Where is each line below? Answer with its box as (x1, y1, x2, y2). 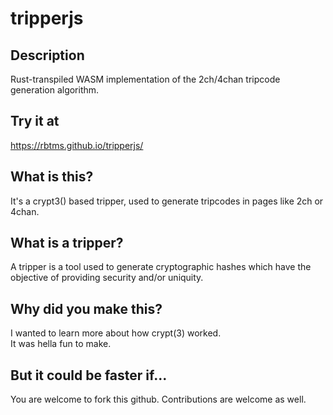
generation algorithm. (10, 84, 100, 96)
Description (10, 47, 85, 64)
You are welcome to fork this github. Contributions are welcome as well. (10, 393, 307, 406)
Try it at (10, 113, 60, 130)
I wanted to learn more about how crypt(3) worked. (10, 327, 222, 339)
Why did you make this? (10, 300, 163, 317)
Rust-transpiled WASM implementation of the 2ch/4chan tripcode (10, 73, 281, 85)
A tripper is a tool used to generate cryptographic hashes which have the (10, 261, 312, 273)
